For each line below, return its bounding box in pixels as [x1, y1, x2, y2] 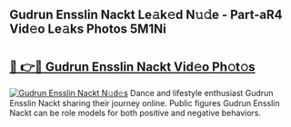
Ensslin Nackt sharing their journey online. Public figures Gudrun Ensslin [9, 98, 280, 108]
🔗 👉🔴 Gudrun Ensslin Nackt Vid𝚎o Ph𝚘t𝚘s [9, 59, 256, 74]
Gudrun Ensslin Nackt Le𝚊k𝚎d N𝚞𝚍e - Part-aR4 [9, 7, 284, 23]
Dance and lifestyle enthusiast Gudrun [130, 88, 274, 98]
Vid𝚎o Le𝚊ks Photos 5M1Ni [9, 22, 166, 37]
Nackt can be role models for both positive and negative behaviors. [9, 108, 262, 118]
